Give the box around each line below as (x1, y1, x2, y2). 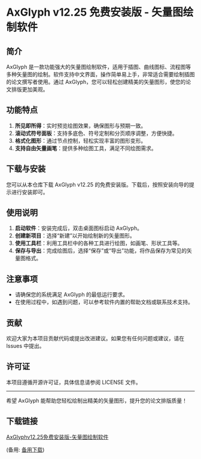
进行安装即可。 (11, 188, 48, 196)
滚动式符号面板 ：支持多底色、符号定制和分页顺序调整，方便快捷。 (14, 130, 178, 137)
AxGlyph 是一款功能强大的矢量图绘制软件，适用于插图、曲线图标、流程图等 (6, 64, 191, 70)
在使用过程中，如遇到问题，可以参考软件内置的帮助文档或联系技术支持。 (14, 298, 193, 306)
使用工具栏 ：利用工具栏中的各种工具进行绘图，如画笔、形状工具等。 (14, 239, 183, 247)
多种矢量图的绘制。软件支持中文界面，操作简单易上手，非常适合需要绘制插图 (6, 71, 195, 78)
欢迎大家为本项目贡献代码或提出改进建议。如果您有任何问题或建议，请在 (6, 335, 184, 342)
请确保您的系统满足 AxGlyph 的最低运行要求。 (14, 291, 129, 298)
